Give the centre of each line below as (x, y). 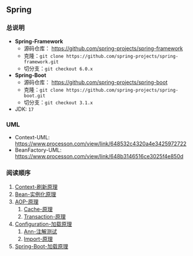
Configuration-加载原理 (43, 224)
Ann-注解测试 (41, 232)
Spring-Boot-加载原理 (41, 246)
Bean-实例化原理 (35, 194)
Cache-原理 (38, 209)
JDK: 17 (24, 109)
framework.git (41, 62)
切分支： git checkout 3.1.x (58, 102)
